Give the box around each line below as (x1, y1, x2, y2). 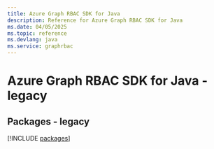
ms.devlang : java (7, 36, 58, 43)
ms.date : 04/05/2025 (7, 23, 68, 30)
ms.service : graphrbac (7, 43, 73, 50)
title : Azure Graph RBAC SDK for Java (7, 10, 120, 17)
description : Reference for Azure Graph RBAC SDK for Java (7, 17, 183, 24)
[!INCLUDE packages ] (7, 134, 71, 142)
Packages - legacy (7, 115, 90, 127)
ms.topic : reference (7, 29, 68, 37)
